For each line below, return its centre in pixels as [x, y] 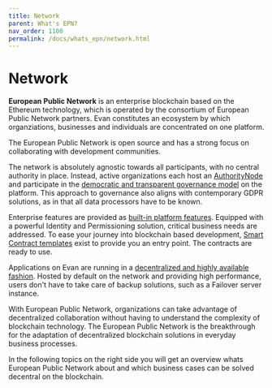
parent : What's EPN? [43, 24]
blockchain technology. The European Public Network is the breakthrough [132, 326]
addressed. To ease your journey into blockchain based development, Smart [136, 235]
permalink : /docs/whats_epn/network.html [80, 39]
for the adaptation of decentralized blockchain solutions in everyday [122, 335]
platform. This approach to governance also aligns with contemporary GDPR [136, 193]
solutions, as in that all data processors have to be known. [106, 202]
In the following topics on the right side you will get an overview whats [126, 360]
